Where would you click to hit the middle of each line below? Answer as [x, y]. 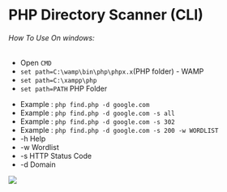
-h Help [33, 139]
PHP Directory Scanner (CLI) [106, 15]
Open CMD [36, 63]
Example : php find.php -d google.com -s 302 [98, 122]
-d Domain [38, 164]
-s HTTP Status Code [56, 156]
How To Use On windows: [51, 37]
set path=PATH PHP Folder [64, 89]
